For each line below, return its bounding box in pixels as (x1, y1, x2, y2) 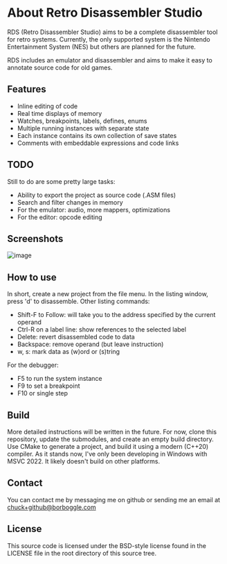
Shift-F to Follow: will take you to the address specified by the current (17, 311, 216, 319)
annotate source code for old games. (7, 63, 113, 71)
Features (7, 83, 46, 95)
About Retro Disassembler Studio (7, 5, 203, 21)
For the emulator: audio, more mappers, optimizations (17, 205, 171, 214)
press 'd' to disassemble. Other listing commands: (7, 297, 150, 306)
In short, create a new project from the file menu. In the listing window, (7, 290, 209, 298)
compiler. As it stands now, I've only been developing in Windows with (7, 450, 208, 458)
